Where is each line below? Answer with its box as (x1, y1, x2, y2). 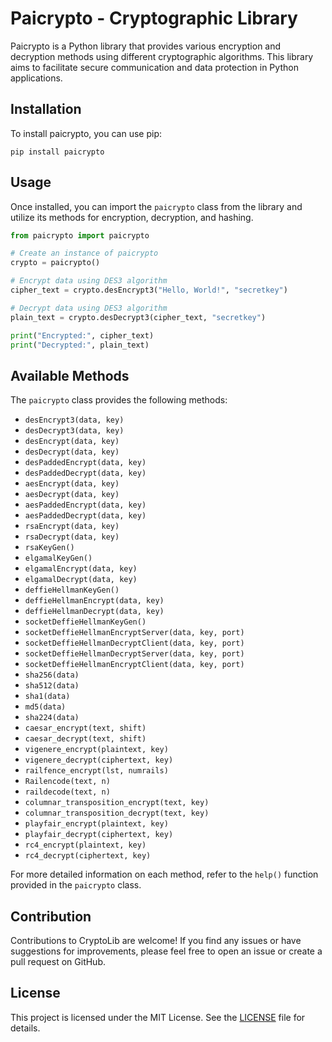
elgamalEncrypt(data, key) (24, 564, 138, 574)
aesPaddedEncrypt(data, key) (24, 500, 147, 511)
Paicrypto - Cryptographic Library (10, 7, 298, 30)
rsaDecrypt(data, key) (24, 532, 120, 542)
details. (10, 1022, 41, 1034)
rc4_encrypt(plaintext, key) (24, 840, 147, 851)
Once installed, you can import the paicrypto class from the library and (10, 200, 303, 212)
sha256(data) (24, 670, 80, 681)
